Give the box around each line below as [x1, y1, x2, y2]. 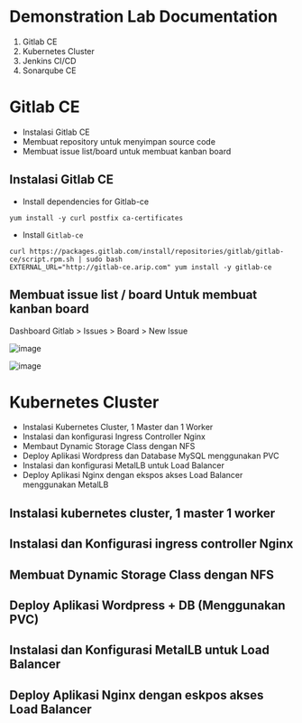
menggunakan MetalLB [22, 479, 109, 490]
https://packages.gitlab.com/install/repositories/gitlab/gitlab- [29, 247, 284, 256]
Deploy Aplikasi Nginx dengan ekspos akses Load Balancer [22, 470, 243, 481]
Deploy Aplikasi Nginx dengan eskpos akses [9, 687, 264, 702]
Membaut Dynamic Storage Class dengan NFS [22, 441, 196, 452]
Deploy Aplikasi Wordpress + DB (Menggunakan [9, 598, 286, 613]
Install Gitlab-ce [22, 229, 84, 240]
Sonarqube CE [22, 65, 77, 76]
